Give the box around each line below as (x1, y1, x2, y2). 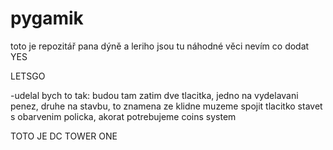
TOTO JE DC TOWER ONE (10, 130, 118, 142)
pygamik (10, 7, 84, 30)
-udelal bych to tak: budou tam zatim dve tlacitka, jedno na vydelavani (10, 89, 299, 101)
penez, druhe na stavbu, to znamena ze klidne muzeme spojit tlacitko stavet (10, 100, 323, 112)
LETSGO (10, 70, 46, 82)
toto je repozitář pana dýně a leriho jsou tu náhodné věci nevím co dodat (10, 40, 310, 52)
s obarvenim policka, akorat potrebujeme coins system (10, 110, 237, 122)
